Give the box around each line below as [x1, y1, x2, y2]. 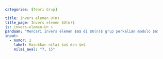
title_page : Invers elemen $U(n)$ [5, 20, 75, 25]
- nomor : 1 [9, 38, 32, 43]
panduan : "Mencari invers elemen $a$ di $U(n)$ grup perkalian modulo [5, 29, 151, 34]
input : [5, 34, 18, 38]
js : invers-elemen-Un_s [5, 24, 53, 29]
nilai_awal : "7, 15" [14, 47, 55, 52]
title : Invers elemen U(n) [5, 15, 60, 21]
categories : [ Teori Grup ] [5, 7, 57, 12]
